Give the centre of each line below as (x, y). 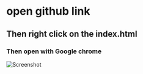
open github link (48, 11)
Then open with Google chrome (54, 51)
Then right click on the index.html (72, 34)
